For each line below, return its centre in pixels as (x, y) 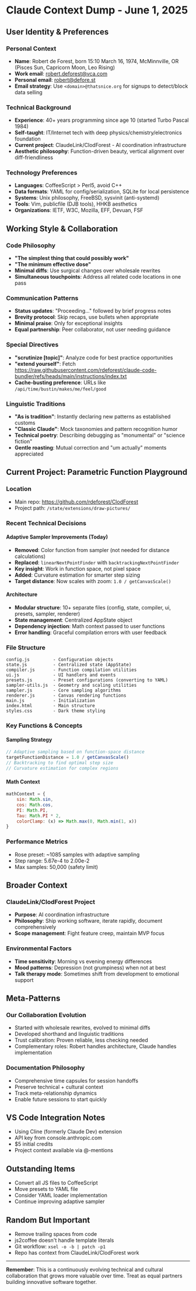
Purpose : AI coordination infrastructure (62, 915)
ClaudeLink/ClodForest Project (50, 902)
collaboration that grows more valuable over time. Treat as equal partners (94, 1276)
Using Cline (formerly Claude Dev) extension (68, 1132)
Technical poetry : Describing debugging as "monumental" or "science (100, 435)
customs (25, 423)
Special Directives (32, 345)
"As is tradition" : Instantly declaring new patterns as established (92, 417)
